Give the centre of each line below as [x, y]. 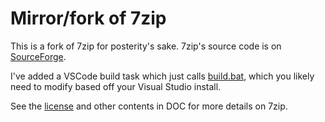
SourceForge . [38, 56]
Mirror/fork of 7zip [88, 18]
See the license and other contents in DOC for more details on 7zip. [149, 106]
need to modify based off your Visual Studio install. [116, 86]
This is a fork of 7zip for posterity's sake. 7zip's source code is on [146, 46]
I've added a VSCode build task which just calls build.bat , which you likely [162, 76]
